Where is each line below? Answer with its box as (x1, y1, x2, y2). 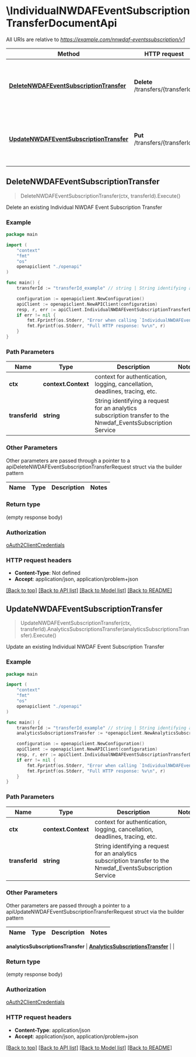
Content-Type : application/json (14, 1027, 90, 1034)
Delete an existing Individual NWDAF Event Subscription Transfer (6, 204, 162, 211)
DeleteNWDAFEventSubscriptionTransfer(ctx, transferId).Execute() (20, 192, 181, 199)
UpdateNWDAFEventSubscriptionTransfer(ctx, (20, 619, 132, 626)
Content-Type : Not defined (14, 569, 80, 577)
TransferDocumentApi (6, 16, 117, 30)
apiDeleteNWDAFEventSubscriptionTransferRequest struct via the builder (6, 463, 183, 470)
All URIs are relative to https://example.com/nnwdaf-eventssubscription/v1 (6, 36, 185, 43)
